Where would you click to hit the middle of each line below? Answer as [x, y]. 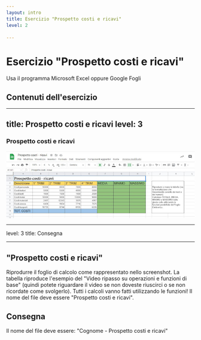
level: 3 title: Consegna [34, 234]
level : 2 [17, 25]
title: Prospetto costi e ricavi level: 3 [74, 125]
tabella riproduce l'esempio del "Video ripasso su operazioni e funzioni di [97, 278]
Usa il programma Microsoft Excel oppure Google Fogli [74, 78]
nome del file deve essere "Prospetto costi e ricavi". [70, 298]
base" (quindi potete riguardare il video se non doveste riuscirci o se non [96, 285]
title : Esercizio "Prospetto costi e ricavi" [64, 19]
